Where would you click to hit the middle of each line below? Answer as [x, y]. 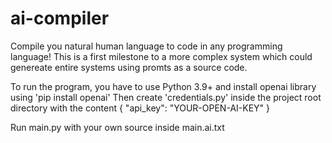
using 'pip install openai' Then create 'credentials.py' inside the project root [166, 97]
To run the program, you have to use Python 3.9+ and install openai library [163, 86]
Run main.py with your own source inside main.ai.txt [117, 127]
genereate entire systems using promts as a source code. [129, 67]
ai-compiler [60, 18]
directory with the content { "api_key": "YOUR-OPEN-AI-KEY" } [140, 108]
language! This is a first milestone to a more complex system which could [161, 56]
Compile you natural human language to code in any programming [146, 46]
